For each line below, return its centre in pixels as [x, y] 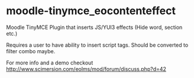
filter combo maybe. [31, 51]
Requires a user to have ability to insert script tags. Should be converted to [97, 45]
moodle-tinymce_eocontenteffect [91, 11]
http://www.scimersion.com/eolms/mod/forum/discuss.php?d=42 [86, 69]
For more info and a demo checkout [50, 63]
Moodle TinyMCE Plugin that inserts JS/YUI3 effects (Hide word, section [94, 27]
